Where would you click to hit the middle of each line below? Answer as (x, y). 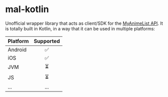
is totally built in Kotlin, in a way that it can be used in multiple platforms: (80, 28)
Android (17, 50)
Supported (47, 41)
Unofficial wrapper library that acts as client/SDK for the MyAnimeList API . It (84, 23)
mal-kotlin (27, 9)
